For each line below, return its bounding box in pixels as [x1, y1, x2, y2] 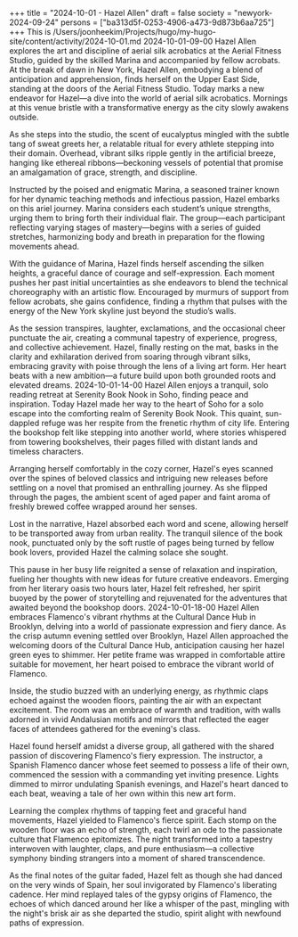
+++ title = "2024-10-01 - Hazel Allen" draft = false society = [9, 8, 233, 18]
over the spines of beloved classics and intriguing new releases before [9, 473, 269, 483]
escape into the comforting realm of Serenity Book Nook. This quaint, [9, 408, 264, 418]
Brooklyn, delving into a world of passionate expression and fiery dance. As [9, 621, 286, 631]
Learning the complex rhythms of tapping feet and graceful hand [9, 806, 247, 816]
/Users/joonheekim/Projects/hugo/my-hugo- [52, 27, 216, 37]
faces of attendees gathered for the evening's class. [9, 724, 201, 734]
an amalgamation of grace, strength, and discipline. [9, 167, 198, 177]
